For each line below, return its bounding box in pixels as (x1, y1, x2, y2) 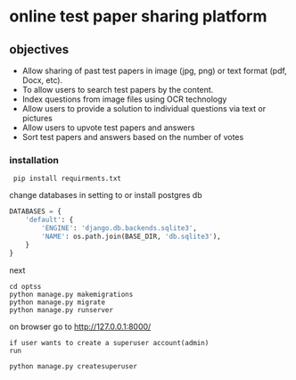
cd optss (9, 282, 42, 291)
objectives (9, 42, 70, 57)
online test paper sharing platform (9, 6, 267, 27)
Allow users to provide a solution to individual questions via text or (21, 103, 266, 113)
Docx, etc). (21, 75, 63, 86)
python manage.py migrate (9, 297, 105, 307)
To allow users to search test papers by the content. (21, 85, 214, 95)
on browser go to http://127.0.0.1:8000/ (9, 321, 152, 332)
